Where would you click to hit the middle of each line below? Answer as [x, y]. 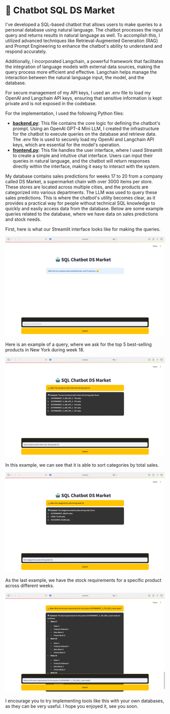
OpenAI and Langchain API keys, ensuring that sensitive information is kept [83, 98]
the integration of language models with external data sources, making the [83, 67]
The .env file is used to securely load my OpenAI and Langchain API [83, 139]
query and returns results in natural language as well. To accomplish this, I [83, 35]
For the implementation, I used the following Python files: [65, 113]
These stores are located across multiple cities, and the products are [77, 187]
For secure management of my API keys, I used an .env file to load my [78, 92]
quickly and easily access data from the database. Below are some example [84, 208]
